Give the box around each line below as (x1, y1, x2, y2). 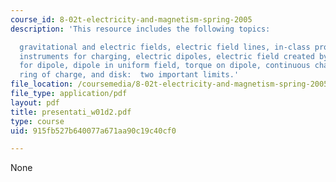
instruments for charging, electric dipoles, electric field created (19, 51, 315, 61)
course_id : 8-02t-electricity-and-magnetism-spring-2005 (10, 14, 253, 25)
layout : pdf (10, 97, 60, 108)
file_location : (10, 79, 74, 90)
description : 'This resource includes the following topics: (10, 24, 271, 34)
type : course (10, 116, 65, 126)
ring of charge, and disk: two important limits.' (19, 70, 240, 80)
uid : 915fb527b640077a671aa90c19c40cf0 (10, 126, 177, 136)
